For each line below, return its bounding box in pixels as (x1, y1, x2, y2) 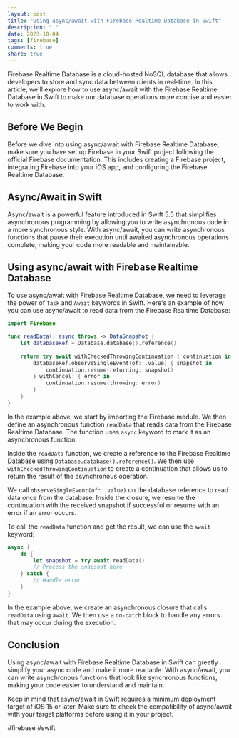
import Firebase (7, 320, 56, 327)
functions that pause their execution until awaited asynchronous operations (7, 233, 230, 241)
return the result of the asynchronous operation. (7, 472, 149, 480)
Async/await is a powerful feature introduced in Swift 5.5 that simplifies (7, 210, 217, 219)
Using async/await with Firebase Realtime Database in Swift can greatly (7, 658, 219, 667)
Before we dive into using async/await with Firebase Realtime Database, (7, 140, 220, 149)
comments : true (7, 44, 53, 51)
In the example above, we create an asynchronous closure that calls (7, 603, 208, 612)
